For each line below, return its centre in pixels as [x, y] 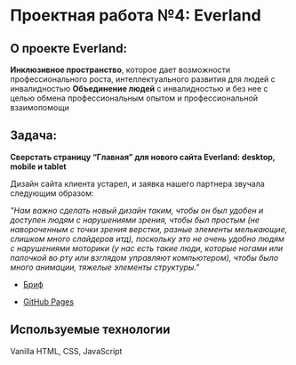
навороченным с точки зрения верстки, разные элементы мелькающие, [149, 229]
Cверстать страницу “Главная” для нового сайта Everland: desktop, [143, 157]
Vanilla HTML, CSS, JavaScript [66, 351]
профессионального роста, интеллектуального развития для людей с [143, 79]
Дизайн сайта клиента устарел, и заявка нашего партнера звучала [137, 183]
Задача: [33, 136]
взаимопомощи [40, 107]
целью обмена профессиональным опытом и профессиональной [134, 98]
